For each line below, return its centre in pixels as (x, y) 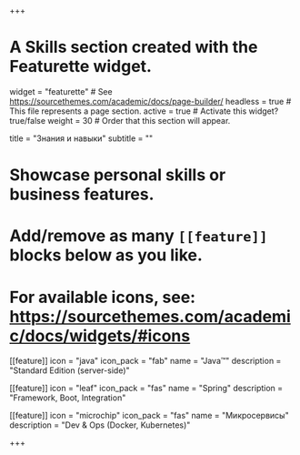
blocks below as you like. (106, 255)
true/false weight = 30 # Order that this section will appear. (120, 120)
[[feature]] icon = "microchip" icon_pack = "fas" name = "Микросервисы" (149, 416)
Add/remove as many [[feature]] (139, 236)
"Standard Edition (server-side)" (70, 370)
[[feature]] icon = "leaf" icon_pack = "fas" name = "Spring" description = (146, 389)
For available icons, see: (103, 297)
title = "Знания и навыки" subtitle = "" (81, 138)
